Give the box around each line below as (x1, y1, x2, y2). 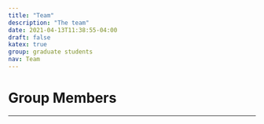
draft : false (8, 33, 51, 42)
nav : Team (8, 56, 41, 64)
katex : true (8, 41, 47, 49)
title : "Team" (8, 11, 55, 20)
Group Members (8, 89, 117, 107)
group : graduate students (8, 48, 93, 56)
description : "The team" (8, 19, 90, 27)
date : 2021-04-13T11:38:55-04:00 (8, 26, 118, 34)
